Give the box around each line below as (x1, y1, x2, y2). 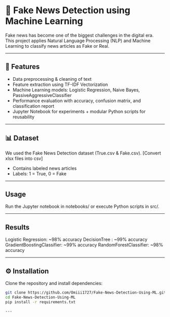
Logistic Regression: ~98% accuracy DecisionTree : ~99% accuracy (5, 236, 148, 243)
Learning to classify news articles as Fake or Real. (5, 43, 110, 49)
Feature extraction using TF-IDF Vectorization (12, 81, 108, 87)
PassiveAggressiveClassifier (12, 92, 72, 98)
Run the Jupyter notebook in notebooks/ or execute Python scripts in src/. (5, 203, 159, 210)
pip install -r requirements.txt (5, 299, 76, 304)
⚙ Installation (5, 267, 49, 275)
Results (5, 223, 30, 232)
